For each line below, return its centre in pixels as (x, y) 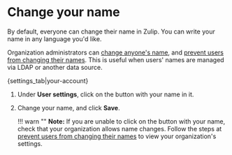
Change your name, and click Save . (68, 108)
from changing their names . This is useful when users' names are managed (116, 59)
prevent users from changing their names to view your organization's (117, 136)
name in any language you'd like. (55, 38)
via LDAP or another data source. (55, 67)
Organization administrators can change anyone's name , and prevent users (116, 52)
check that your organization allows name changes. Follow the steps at (119, 128)
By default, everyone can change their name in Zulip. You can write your (111, 31)
